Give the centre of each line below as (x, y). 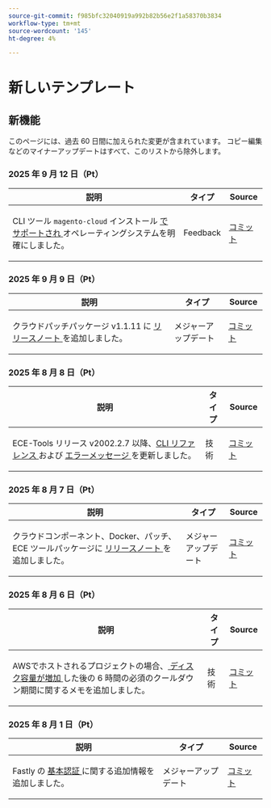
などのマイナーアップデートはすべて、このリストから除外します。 (117, 151)
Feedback (202, 233)
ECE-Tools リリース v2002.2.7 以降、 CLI (91, 444)
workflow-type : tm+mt (45, 23)
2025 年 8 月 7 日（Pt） (54, 490)
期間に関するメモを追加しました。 (85, 690)
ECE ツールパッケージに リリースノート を (92, 549)
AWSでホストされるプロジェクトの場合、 (90, 666)
